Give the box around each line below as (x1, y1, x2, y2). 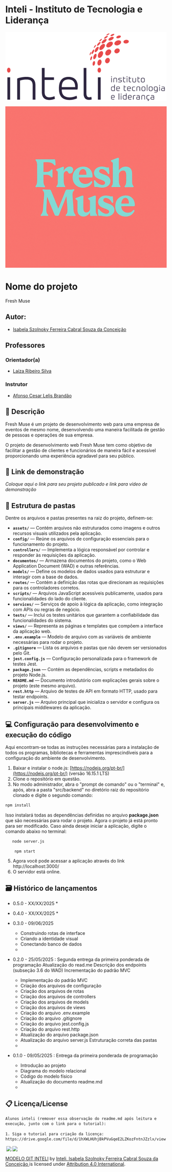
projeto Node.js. (12, 672, 47, 678)
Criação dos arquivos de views (20, 1004, 86, 1010)
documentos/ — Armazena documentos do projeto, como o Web (12, 557, 146, 564)
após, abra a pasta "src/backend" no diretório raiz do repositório (12, 787, 149, 793)
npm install (5, 803, 31, 808)
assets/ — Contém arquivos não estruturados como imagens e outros (12, 525, 160, 531)
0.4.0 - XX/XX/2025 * (12, 910, 59, 916)
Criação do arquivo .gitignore (20, 1015, 82, 1021)
